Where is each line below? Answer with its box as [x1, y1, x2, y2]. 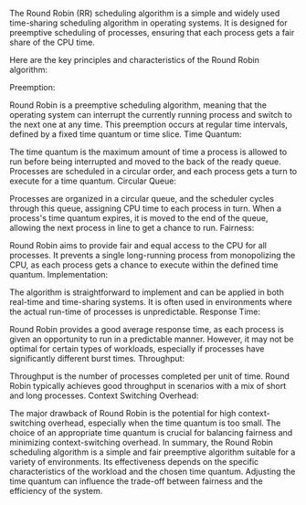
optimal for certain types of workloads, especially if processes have [9, 343, 265, 354]
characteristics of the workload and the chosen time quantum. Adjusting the [9, 466, 296, 477]
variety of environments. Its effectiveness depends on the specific [9, 457, 259, 467]
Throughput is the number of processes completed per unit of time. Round [9, 371, 290, 382]
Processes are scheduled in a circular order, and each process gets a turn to [9, 166, 298, 176]
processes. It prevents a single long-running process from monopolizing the [9, 250, 296, 260]
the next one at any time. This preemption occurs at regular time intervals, [9, 119, 288, 130]
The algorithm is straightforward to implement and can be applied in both [9, 287, 285, 298]
